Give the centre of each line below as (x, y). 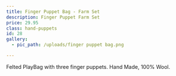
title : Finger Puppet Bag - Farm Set (53, 12)
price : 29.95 (22, 23)
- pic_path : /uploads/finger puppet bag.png (68, 45)
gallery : (17, 39)
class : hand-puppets (32, 28)
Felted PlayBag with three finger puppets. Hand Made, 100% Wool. (88, 66)
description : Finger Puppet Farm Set (53, 17)
